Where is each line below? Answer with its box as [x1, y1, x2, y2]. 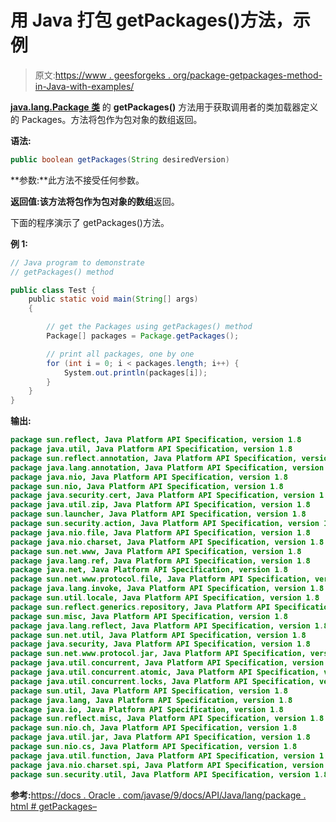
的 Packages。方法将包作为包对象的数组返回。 [10, 113, 203, 125]
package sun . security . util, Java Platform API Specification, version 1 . [10, 769, 325, 780]
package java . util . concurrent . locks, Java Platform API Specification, [10, 676, 315, 686]
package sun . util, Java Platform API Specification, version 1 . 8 [10, 686, 288, 696]
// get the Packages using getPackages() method [46, 322, 253, 332]
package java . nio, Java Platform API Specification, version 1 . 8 [10, 472, 288, 482]
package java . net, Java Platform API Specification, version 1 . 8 [10, 565, 288, 575]
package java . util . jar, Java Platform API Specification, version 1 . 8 [10, 732, 311, 743]
